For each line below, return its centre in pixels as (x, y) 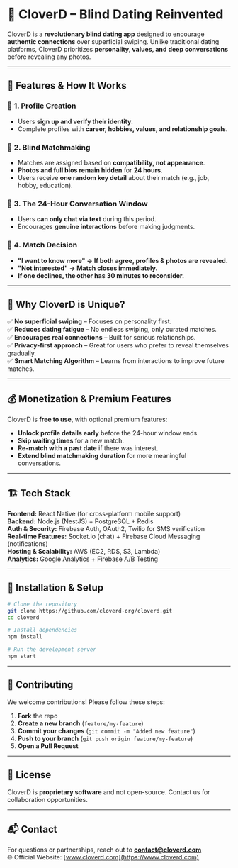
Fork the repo (38, 716)
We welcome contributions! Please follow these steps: (86, 702)
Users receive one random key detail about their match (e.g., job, (113, 177)
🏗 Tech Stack (39, 493)
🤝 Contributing (40, 685)
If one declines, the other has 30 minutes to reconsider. (101, 275)
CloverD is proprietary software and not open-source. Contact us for (109, 792)
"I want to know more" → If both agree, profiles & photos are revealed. (123, 260)
